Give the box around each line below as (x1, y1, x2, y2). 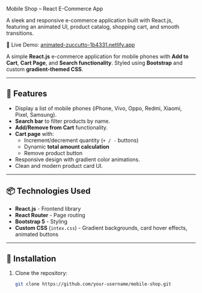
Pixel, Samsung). (14, 111, 57, 118)
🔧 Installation (6, 254, 57, 264)
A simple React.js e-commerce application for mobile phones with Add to (6, 53, 189, 60)
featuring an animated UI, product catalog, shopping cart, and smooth (6, 23, 179, 30)
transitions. (6, 29, 34, 37)
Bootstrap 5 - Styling (14, 218, 68, 225)
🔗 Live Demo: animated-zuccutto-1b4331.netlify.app (6, 42, 135, 48)
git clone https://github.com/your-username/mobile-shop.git (14, 281, 172, 288)
